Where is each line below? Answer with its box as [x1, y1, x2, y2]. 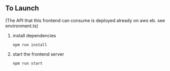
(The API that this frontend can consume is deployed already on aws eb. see [5, 17, 165, 23]
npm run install [12, 42, 47, 47]
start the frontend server [12, 51, 64, 57]
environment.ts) [5, 23, 39, 29]
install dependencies [12, 32, 56, 38]
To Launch [5, 4, 39, 13]
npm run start [12, 60, 43, 66]
